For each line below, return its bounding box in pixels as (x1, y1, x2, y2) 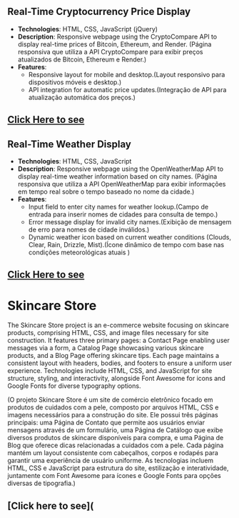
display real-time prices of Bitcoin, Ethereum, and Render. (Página (17, 39, 212, 49)
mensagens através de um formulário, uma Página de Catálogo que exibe (7, 426, 223, 434)
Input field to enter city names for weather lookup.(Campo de (28, 203, 209, 211)
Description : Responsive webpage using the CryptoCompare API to (17, 32, 218, 41)
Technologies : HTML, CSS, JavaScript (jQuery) (17, 24, 158, 33)
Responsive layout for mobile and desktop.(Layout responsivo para (28, 70, 225, 79)
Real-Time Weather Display (7, 138, 132, 150)
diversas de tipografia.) (7, 479, 76, 488)
